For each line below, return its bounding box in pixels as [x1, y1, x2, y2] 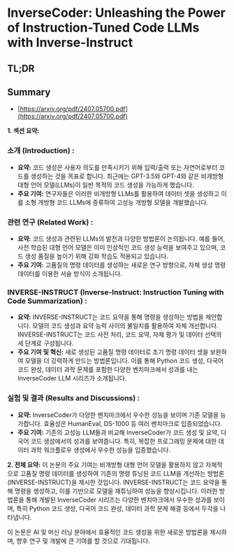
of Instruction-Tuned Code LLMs [7, 20, 200, 36]
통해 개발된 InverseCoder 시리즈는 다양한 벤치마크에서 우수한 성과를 [25, 495, 212, 504]
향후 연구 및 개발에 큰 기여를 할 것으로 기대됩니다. [16, 537, 150, 545]
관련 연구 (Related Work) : [7, 217, 94, 227]
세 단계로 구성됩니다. [17, 339, 74, 348]
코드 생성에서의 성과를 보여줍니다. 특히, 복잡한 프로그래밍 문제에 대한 [30, 437, 217, 445]
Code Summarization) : [7, 296, 87, 306]
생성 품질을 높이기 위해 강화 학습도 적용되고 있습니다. [24, 252, 169, 260]
